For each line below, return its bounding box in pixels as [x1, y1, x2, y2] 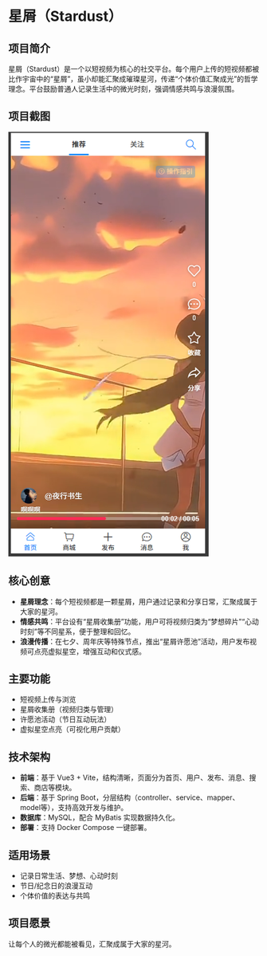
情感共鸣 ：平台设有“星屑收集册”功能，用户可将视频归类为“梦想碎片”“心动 [19, 616, 259, 626]
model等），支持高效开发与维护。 [19, 803, 128, 812]
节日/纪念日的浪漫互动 [19, 881, 93, 891]
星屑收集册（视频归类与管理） [19, 705, 118, 714]
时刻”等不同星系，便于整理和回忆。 [19, 627, 135, 636]
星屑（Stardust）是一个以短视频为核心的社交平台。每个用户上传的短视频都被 [8, 65, 260, 73]
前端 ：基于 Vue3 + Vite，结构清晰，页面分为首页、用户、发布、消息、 [19, 773, 249, 782]
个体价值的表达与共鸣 [19, 891, 90, 901]
